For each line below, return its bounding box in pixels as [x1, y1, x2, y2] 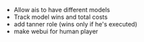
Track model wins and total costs [13, 13, 108, 21]
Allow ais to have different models [13, 6, 110, 14]
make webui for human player [13, 27, 99, 35]
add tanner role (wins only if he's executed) [13, 20, 138, 28]
